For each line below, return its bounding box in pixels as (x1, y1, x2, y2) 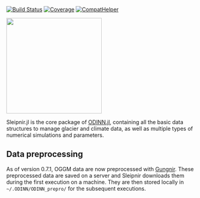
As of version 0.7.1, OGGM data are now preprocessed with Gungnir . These (6, 165, 194, 172)
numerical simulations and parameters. (6, 131, 104, 139)
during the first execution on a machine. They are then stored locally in (6, 178, 184, 186)
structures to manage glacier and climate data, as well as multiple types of (6, 125, 193, 132)
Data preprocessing (6, 149, 84, 159)
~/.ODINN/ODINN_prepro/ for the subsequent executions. (6, 185, 146, 192)
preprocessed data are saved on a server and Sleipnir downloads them (6, 172, 185, 179)
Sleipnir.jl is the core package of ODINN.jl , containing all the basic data (6, 119, 184, 125)
